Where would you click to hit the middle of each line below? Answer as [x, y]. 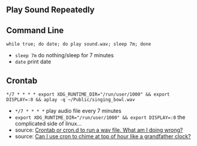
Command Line [35, 30]
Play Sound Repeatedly [50, 10]
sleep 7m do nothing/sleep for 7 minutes [64, 55]
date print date [33, 62]
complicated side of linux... [48, 124]
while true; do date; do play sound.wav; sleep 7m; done [79, 44]
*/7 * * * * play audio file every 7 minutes [68, 111]
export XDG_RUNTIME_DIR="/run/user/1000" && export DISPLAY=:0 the [100, 117]
